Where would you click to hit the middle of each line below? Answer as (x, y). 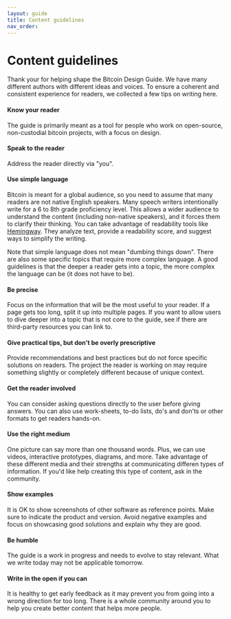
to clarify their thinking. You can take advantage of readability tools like (108, 224)
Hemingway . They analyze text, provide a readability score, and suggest (109, 231)
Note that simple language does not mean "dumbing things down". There (111, 251)
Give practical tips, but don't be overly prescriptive (81, 342)
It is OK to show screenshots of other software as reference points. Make (111, 510)
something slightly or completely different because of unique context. (106, 373)
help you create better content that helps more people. (85, 608)
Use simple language (38, 179)
